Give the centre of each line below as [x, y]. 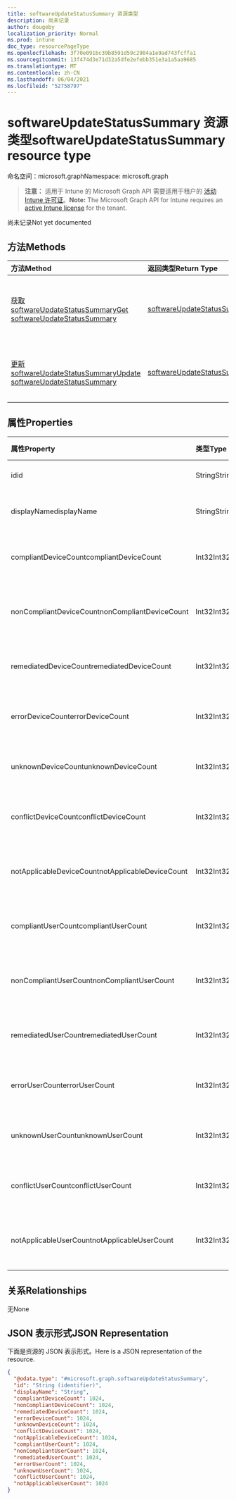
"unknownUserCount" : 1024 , [53, 1470]
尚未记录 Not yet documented [49, 223]
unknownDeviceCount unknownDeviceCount [84, 766]
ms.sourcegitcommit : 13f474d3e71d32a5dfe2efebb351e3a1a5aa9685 [102, 60]
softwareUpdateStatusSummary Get [70, 310]
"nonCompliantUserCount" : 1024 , [61, 1451]
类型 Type [211, 449]
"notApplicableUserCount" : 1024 [61, 1484]
